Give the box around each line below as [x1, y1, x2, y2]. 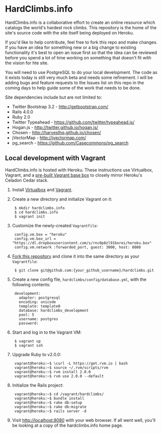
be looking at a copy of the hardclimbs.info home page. [12, 422, 123, 428]
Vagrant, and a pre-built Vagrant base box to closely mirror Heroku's [5, 172, 143, 178]
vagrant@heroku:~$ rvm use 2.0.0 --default [14, 374, 104, 379]
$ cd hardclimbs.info [14, 210, 58, 215]
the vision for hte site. [5, 60, 49, 66]
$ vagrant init [14, 214, 45, 219]
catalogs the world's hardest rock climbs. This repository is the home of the [5, 24, 157, 30]
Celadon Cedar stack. [5, 177, 49, 183]
